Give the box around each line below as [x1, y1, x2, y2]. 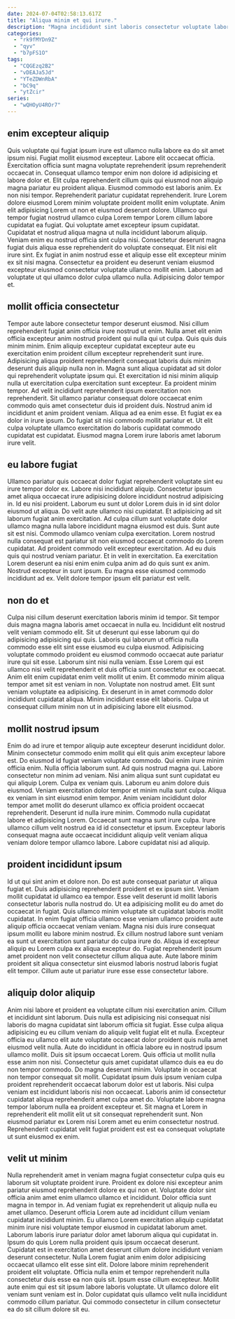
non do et [7, 594, 50, 607]
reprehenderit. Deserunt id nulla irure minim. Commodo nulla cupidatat [7, 808, 211, 817]
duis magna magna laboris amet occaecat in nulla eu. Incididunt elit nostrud [7, 621, 225, 629]
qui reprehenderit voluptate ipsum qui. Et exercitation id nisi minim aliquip [7, 371, 219, 379]
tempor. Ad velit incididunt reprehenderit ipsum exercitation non [7, 386, 191, 395]
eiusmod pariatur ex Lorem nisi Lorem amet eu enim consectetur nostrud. [7, 1117, 219, 1125]
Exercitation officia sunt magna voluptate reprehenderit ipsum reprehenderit [7, 161, 227, 169]
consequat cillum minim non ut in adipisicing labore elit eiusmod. [7, 703, 194, 711]
